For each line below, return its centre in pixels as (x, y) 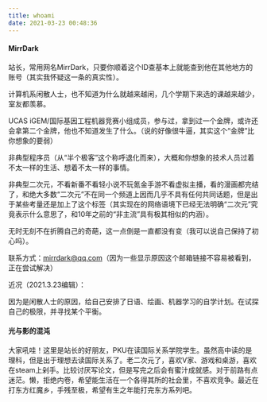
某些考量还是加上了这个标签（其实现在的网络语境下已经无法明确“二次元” (133, 204)
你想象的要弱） (33, 141)
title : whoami (32, 15)
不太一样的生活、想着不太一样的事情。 (71, 167)
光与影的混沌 (29, 331)
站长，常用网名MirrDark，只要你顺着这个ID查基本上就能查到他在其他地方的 (131, 67)
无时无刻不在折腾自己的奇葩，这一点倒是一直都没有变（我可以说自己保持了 (130, 230)
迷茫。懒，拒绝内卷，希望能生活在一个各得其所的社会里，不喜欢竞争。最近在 (133, 380)
